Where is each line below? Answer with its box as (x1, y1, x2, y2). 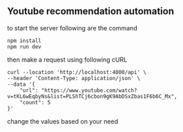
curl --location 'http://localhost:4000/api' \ (7, 68, 147, 75)
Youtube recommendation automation (7, 6, 175, 17)
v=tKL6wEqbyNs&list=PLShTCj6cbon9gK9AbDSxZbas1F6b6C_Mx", (7, 93, 177, 100)
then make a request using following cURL (7, 55, 128, 64)
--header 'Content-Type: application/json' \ (7, 75, 140, 82)
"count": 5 (19, 99, 51, 106)
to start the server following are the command (7, 23, 137, 32)
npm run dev (7, 43, 41, 50)
